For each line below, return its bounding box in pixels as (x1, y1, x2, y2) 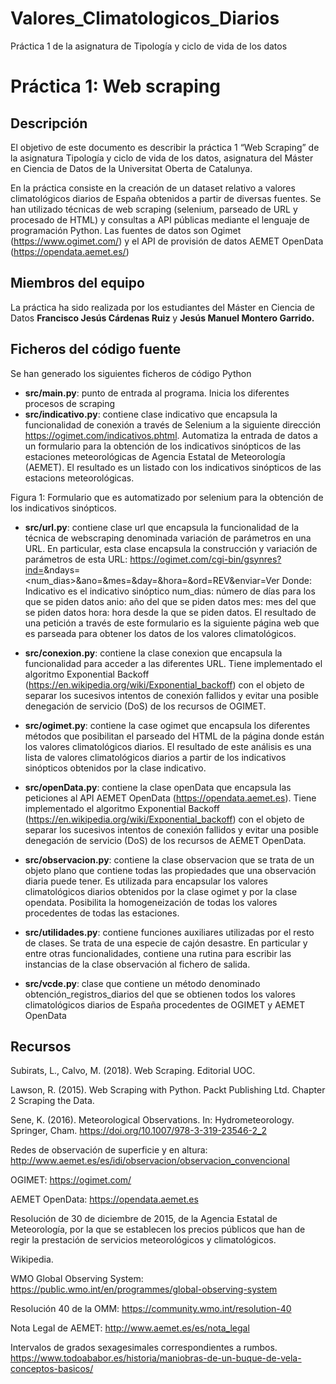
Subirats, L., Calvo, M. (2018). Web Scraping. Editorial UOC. (10, 1065, 256, 1077)
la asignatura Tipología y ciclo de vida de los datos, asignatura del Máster (10, 152, 314, 164)
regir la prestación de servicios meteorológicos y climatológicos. (10, 1234, 277, 1246)
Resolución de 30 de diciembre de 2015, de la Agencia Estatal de (10, 1213, 278, 1225)
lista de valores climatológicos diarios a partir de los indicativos (24, 751, 287, 763)
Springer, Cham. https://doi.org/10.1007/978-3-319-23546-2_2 (10, 1125, 268, 1137)
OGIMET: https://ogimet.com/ (10, 1174, 132, 1186)
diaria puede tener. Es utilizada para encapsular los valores (24, 875, 268, 887)
